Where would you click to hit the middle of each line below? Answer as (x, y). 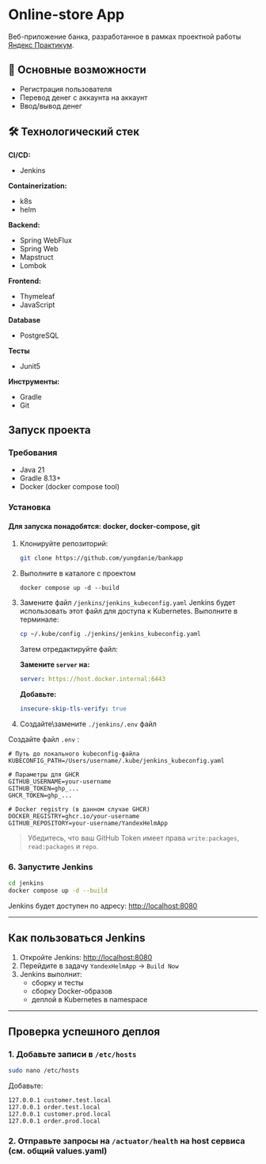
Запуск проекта (49, 430)
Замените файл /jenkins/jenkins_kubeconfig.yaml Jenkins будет (127, 603)
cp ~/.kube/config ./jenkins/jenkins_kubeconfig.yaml (110, 634)
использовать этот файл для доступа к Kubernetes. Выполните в (129, 611)
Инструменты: (34, 381)
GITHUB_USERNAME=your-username (60, 781)
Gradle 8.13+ (40, 478)
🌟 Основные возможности (77, 70)
